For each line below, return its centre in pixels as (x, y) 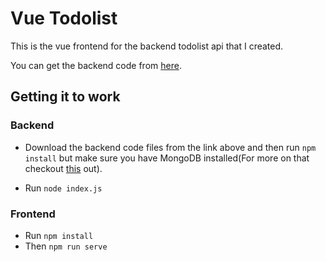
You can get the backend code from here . (96, 65)
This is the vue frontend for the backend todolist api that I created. (147, 46)
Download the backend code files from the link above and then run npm (170, 147)
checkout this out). (63, 168)
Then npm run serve (66, 246)
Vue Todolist (64, 18)
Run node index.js (63, 188)
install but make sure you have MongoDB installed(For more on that (167, 158)
